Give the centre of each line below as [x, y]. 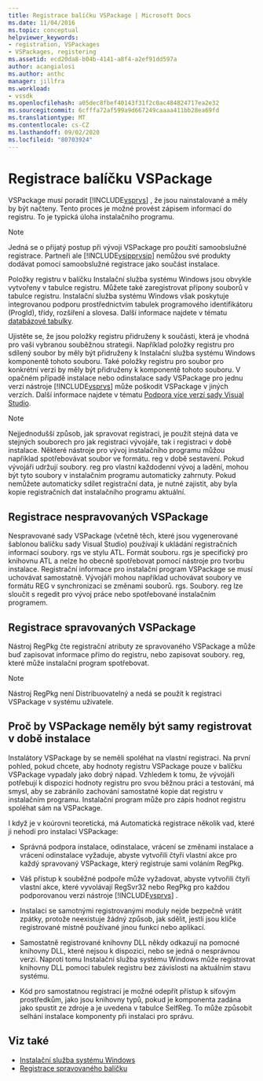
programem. [28, 603]
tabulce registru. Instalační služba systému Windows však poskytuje [119, 296]
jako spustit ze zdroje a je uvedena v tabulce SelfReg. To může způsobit [136, 1008]
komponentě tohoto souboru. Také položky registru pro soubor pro [116, 362]
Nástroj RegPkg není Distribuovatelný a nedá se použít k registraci [115, 693]
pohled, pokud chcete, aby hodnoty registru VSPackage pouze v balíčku [125, 766]
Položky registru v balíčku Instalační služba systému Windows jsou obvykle [130, 279]
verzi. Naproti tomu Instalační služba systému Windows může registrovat [137, 959]
